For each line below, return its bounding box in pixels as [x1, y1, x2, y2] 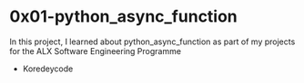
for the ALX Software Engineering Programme [9, 45, 182, 56]
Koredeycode [22, 63, 74, 74]
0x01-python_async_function [9, 6, 238, 27]
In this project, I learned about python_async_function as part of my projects [9, 36, 296, 47]
